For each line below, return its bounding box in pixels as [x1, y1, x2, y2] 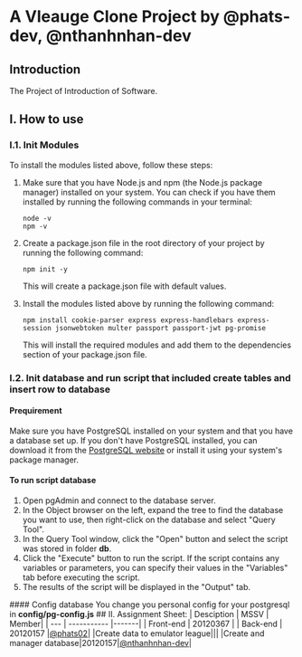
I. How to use [9, 111, 84, 128]
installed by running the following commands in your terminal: [22, 196, 253, 207]
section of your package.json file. [22, 348, 147, 359]
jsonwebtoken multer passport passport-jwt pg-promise [55, 323, 267, 332]
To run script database [9, 475, 97, 486]
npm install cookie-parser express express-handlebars [22, 315, 234, 325]
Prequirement [9, 405, 62, 416]
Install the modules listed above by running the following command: [22, 298, 275, 309]
